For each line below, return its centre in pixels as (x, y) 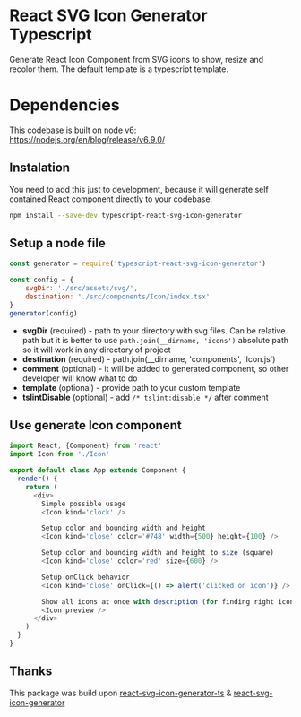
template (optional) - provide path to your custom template (131, 387)
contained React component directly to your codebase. (111, 199)
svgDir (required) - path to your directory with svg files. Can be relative (154, 330)
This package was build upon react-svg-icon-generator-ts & (120, 693)
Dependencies (64, 105)
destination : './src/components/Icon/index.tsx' (118, 297)
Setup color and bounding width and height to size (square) (158, 553)
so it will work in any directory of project (96, 350)
